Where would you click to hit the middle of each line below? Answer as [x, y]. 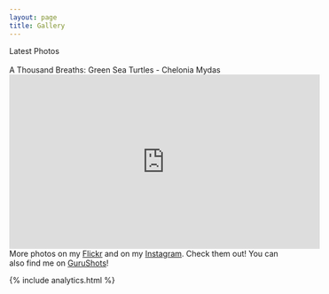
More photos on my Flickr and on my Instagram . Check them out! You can [144, 253]
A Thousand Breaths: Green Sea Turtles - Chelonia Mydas [115, 70]
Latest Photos [35, 50]
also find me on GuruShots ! [59, 263]
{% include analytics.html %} [62, 280]
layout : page [33, 17]
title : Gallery [37, 26]
